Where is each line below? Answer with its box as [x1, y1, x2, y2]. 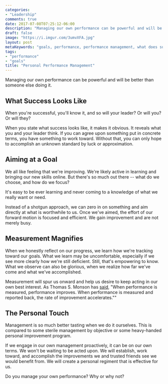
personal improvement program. [5, 333, 71, 339]
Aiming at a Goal [5, 155, 57, 164]
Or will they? [5, 115, 31, 121]
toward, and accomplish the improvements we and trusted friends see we [5, 353, 157, 359]
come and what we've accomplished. [5, 268, 82, 275]
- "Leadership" [5, 12, 37, 17]
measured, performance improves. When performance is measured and [5, 289, 153, 295]
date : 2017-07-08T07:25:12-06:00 [5, 21, 75, 26]
